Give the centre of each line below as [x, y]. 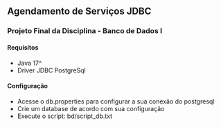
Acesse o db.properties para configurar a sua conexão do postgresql [116, 101]
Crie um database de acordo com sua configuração [91, 108]
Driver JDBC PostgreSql [51, 70]
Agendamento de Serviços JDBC [79, 11]
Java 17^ [29, 63]
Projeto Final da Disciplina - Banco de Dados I [85, 31]
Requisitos [23, 47]
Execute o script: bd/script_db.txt [65, 116]
